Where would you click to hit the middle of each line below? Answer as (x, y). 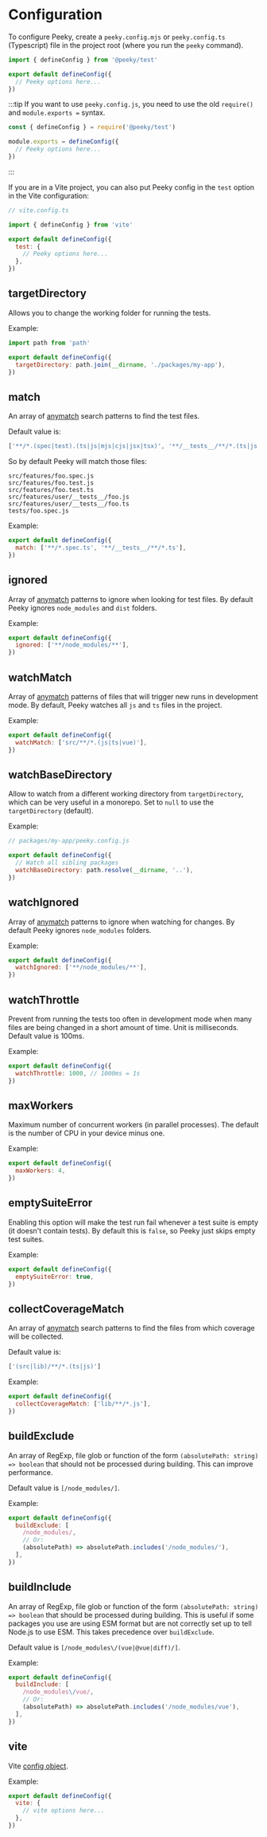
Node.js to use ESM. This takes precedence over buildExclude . (111, 1631)
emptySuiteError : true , (54, 1276)
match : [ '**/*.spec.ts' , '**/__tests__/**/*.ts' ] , (101, 548)
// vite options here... (64, 1811)
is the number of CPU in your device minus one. (87, 1133)
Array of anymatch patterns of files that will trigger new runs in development (133, 696)
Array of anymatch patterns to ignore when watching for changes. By (122, 922)
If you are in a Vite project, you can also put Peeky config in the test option (132, 187)
